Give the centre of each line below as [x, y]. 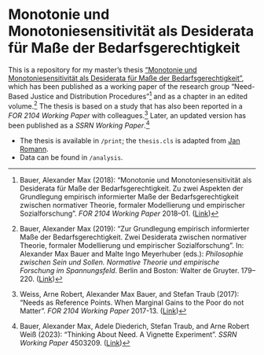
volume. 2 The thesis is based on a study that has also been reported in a [126, 105]
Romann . [34, 149]
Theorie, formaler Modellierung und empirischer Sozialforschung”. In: [132, 245]
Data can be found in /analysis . [71, 157]
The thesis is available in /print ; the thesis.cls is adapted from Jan [130, 140]
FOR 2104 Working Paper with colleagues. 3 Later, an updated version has [127, 115]
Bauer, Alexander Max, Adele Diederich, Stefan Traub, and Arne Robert [134, 326]
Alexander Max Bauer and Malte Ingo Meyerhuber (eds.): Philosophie [131, 253]
